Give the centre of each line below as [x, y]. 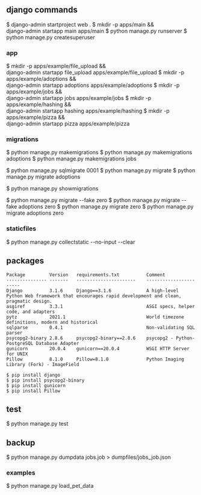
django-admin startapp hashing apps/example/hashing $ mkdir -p [88, 111]
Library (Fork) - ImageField [43, 364]
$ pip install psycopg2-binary [45, 380]
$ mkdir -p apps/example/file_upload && [56, 66]
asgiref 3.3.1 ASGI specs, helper [101, 306]
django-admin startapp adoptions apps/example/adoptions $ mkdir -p [93, 85]
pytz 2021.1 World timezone [95, 317]
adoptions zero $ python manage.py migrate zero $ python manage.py [106, 207]
